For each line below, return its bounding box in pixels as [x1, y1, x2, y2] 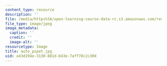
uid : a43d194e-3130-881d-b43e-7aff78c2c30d [5, 53, 97, 59]
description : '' [5, 12, 39, 17]
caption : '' [9, 30, 35, 35]
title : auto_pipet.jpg [5, 49, 52, 54]
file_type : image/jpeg [5, 21, 52, 26]
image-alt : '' [9, 40, 39, 45]
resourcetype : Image [5, 44, 48, 49]
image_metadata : [5, 26, 39, 31]
